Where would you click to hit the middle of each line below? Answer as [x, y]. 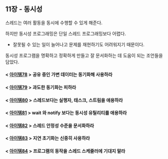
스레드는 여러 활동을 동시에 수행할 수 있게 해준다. [54, 23]
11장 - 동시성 [24, 9]
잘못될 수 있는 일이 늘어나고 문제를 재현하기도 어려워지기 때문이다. [79, 44]
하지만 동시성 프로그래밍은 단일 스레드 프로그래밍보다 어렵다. [66, 33]
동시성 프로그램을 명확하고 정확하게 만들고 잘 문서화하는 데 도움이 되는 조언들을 [84, 55]
